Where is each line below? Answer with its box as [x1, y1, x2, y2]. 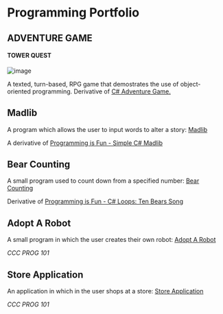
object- [180, 80, 201, 88]
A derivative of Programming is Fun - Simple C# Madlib [7, 139, 163, 147]
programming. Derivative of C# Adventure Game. [32, 87, 172, 96]
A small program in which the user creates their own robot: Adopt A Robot [7, 236, 216, 244]
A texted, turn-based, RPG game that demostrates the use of [7, 80, 179, 88]
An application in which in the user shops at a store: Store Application [7, 287, 204, 295]
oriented [7, 87, 31, 96]
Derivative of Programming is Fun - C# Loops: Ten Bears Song [7, 197, 184, 205]
